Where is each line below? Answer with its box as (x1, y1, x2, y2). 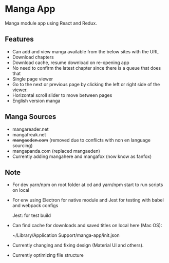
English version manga (12, 97, 61, 104)
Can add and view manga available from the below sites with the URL (12, 48, 159, 54)
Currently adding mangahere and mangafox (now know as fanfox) (12, 153, 152, 159)
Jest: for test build (12, 212, 51, 218)
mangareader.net (12, 126, 49, 132)
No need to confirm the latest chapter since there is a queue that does (12, 65, 161, 71)
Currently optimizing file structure (12, 252, 84, 258)
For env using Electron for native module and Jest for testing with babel (12, 197, 164, 203)
